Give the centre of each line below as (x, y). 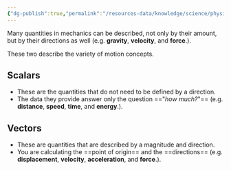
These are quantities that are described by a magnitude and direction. (116, 145)
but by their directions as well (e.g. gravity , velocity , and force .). (99, 40)
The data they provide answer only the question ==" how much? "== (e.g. (120, 99)
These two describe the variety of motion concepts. (81, 54)
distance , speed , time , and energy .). (70, 107)
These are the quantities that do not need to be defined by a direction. (116, 92)
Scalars (24, 75)
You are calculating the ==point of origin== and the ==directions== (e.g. (120, 152)
